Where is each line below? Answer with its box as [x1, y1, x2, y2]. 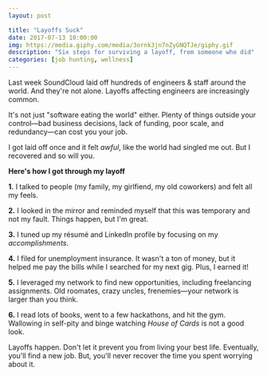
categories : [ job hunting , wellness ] [8, 56, 134, 64]
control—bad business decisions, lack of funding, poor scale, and [8, 119, 224, 128]
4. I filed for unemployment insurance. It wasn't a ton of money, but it [8, 254, 236, 263]
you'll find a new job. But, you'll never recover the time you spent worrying [8, 351, 253, 360]
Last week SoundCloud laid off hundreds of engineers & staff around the [8, 77, 247, 87]
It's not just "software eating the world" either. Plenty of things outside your [8, 110, 257, 120]
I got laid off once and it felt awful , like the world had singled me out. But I [8, 143, 251, 152]
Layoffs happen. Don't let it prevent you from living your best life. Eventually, [8, 342, 259, 352]
